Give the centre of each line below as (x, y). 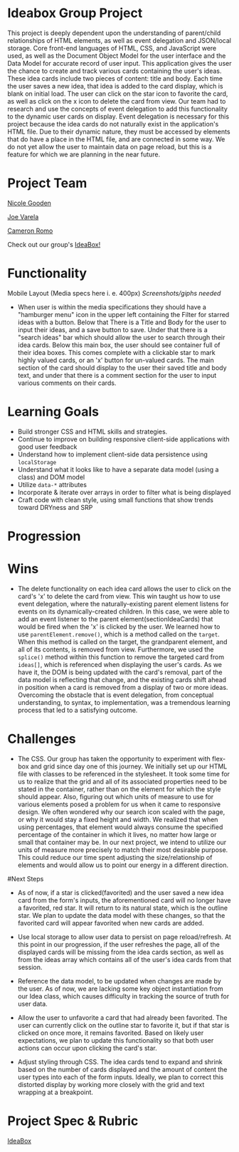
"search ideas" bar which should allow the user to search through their (121, 337)
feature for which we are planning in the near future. (84, 154)
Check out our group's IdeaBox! (54, 244)
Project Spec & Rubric (73, 1121)
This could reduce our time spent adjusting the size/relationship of (115, 857)
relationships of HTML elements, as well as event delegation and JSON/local (119, 40)
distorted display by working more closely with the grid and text (111, 1084)
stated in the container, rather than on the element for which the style (119, 789)
